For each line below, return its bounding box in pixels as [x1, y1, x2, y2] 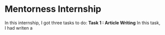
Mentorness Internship [4, 3, 101, 15]
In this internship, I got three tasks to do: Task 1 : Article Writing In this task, [4, 20, 161, 26]
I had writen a [4, 25, 33, 31]
